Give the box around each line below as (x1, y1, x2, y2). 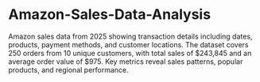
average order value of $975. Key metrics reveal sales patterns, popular (8, 57, 243, 66)
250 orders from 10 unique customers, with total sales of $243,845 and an (8, 48, 252, 58)
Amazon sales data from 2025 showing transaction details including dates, (8, 32, 253, 41)
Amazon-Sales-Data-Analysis (8, 6, 211, 24)
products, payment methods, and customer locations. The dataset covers (8, 39, 249, 49)
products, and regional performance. (8, 65, 129, 74)
